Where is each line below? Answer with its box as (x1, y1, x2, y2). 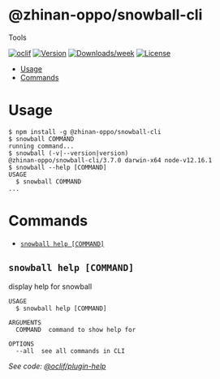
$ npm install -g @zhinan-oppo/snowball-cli (8, 127, 162, 136)
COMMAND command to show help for (15, 325, 136, 334)
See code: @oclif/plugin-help (8, 361, 106, 371)
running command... (8, 142, 75, 150)
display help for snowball (8, 282, 93, 291)
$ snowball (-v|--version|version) (8, 149, 129, 157)
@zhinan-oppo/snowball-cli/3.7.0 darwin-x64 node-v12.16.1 (8, 156, 213, 164)
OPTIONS (8, 339, 35, 348)
